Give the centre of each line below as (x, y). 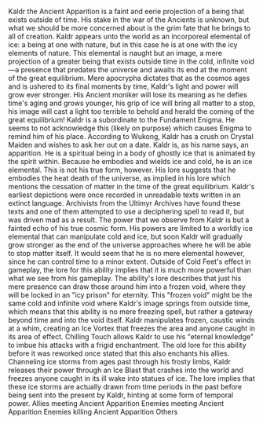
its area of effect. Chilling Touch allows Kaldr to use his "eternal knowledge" (131, 336)
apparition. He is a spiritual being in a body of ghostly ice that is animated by (132, 153)
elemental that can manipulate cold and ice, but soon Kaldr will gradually (126, 236)
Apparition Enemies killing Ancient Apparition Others (93, 412)
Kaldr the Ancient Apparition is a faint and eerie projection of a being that (126, 11)
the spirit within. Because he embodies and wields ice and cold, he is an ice (130, 161)
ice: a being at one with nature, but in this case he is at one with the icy (123, 45)
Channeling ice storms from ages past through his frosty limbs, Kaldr (120, 362)
